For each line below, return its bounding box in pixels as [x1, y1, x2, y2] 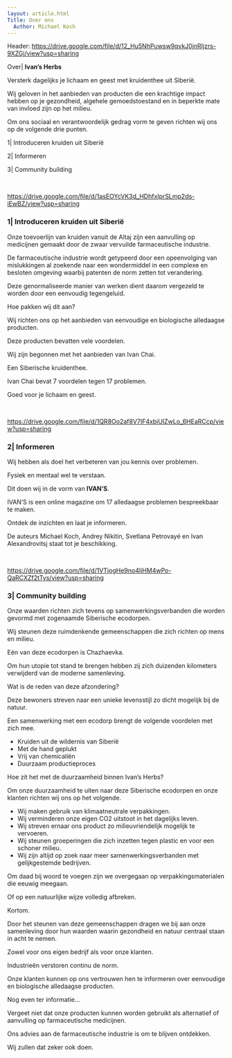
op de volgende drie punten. [7, 125, 89, 134]
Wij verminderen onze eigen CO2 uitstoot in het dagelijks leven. [17, 815, 199, 823]
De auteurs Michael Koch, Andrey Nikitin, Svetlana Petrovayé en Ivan [7, 531, 204, 540]
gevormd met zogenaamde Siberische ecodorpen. [7, 614, 151, 622]
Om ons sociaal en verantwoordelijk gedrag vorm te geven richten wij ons [7, 118, 217, 126]
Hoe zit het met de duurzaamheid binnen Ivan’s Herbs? [7, 773, 164, 782]
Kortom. [7, 906, 30, 915]
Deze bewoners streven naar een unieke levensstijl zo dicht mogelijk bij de [7, 696, 220, 704]
